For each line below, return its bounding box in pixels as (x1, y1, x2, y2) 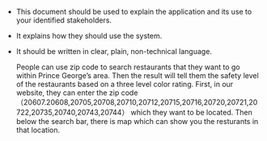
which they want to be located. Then (130, 108, 252, 117)
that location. (15, 125, 61, 135)
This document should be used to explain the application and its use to (15, 7, 252, 16)
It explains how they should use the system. (15, 31, 163, 40)
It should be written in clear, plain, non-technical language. (15, 47, 213, 56)
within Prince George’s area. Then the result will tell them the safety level (15, 71, 259, 80)
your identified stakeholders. (15, 15, 112, 25)
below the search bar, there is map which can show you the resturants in (15, 117, 259, 126)
